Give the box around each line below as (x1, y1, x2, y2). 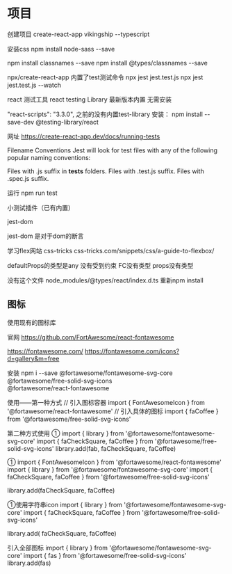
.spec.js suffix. (7, 174, 49, 182)
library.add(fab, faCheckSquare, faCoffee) (55, 444, 176, 452)
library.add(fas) (7, 559, 51, 567)
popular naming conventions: (7, 153, 91, 161)
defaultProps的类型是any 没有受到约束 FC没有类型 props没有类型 (7, 261, 194, 269)
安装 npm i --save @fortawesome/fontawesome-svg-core (7, 369, 173, 377)
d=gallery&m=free (7, 354, 60, 362)
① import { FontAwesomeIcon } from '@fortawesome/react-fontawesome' (7, 458, 222, 466)
